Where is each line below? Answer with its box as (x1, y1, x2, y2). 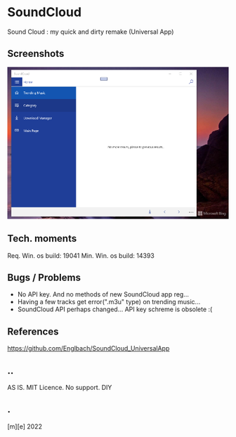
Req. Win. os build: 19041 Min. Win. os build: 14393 (7, 251, 155, 260)
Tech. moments (7, 233, 77, 244)
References (7, 325, 59, 337)
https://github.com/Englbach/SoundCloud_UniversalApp (7, 344, 170, 353)
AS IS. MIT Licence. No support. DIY (7, 384, 112, 392)
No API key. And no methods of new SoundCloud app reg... (17, 290, 190, 299)
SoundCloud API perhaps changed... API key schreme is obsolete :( (17, 305, 213, 313)
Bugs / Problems (7, 271, 81, 283)
